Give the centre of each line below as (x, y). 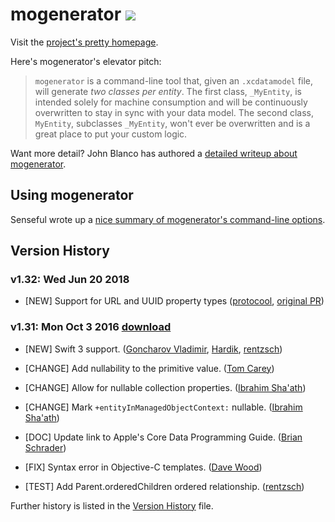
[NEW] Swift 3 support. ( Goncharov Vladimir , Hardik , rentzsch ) (153, 349)
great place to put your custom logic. (111, 134)
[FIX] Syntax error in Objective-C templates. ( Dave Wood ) (143, 467)
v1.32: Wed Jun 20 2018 (70, 280)
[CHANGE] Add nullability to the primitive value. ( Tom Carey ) (149, 368)
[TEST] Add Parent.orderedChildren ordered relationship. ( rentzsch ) (164, 486)
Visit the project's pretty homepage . (84, 42)
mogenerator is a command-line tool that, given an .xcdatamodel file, (174, 80)
